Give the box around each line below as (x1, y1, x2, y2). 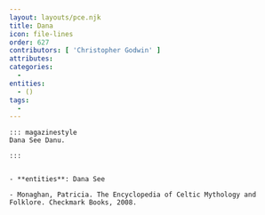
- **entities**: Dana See (9, 175, 105, 184)
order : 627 (9, 37, 50, 47)
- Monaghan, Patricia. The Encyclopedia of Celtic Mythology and (9, 190, 256, 200)
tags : (9, 95, 29, 105)
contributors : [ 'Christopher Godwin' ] (9, 46, 162, 55)
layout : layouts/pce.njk (9, 12, 101, 22)
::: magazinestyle (9, 128, 77, 138)
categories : (9, 63, 53, 72)
